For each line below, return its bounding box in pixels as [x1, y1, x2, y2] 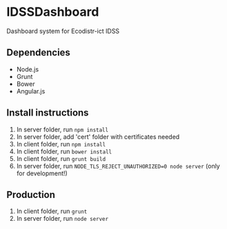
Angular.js [16, 87, 46, 95]
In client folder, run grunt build [16, 154, 106, 162]
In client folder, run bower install [16, 147, 112, 155]
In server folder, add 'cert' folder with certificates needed [16, 132, 180, 141]
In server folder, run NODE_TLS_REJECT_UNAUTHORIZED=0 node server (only [16, 162, 220, 170]
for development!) [16, 169, 68, 177]
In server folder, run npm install [16, 125, 108, 133]
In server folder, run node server [16, 215, 108, 223]
